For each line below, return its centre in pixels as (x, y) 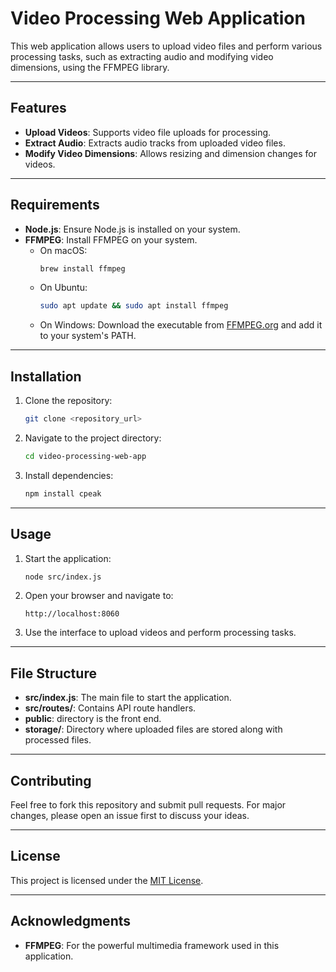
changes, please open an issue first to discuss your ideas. (130, 816)
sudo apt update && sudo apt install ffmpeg (134, 306)
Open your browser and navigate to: (99, 596)
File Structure (53, 673)
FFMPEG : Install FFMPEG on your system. (111, 239)
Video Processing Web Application (158, 18)
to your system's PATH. (88, 336)
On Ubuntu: (63, 288)
